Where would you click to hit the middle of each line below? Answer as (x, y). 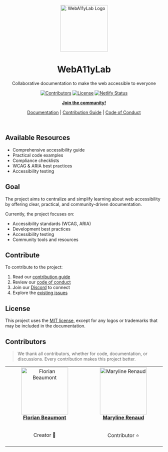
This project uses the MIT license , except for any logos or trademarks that (81, 320)
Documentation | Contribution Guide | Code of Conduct (84, 112)
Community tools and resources (45, 239)
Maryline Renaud (123, 417)
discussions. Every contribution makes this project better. (76, 359)
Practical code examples (38, 155)
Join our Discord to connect (41, 287)
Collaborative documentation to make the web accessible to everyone (84, 83)
